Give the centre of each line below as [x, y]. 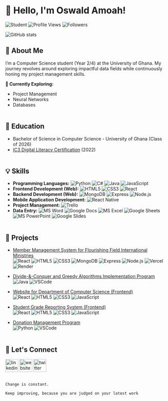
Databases [24, 105]
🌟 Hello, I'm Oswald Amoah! [66, 11]
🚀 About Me [24, 51]
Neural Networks [30, 99]
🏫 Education [25, 126]
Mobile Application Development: [49, 200]
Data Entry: [25, 211]
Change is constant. [27, 385]
